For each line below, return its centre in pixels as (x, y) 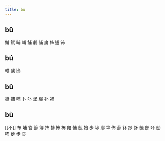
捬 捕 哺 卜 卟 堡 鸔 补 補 (30, 99)
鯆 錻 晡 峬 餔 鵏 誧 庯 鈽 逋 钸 (35, 42)
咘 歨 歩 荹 (16, 134)
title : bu (15, 10)
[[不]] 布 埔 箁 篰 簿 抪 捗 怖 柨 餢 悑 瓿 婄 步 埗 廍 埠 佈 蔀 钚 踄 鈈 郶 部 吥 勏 (83, 127)
